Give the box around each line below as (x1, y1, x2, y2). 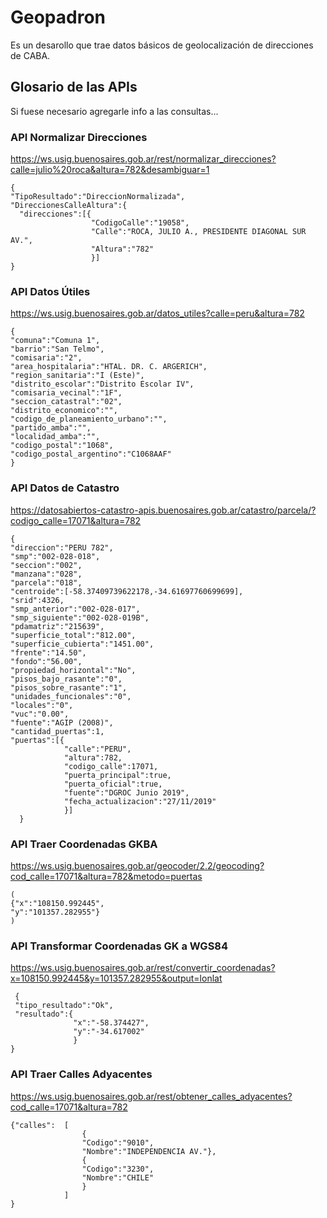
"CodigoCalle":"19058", (90, 218, 190, 228)
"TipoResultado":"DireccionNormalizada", (10, 192, 186, 202)
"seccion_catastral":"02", (10, 397, 123, 407)
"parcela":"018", (10, 577, 83, 588)
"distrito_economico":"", (10, 406, 118, 416)
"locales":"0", (10, 700, 74, 710)
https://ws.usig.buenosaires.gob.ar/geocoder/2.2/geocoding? (10, 859, 265, 871)
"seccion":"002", (10, 560, 83, 570)
